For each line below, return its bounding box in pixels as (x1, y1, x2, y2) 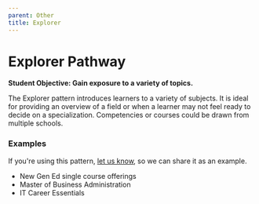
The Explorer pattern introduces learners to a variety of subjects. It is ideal (8, 93, 249, 103)
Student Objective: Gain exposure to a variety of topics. (8, 78, 194, 88)
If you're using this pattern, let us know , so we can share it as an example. (8, 156, 247, 166)
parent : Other (8, 11, 55, 20)
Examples (8, 138, 47, 149)
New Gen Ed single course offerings (19, 171, 137, 180)
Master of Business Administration (19, 180, 131, 189)
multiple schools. (8, 118, 64, 128)
